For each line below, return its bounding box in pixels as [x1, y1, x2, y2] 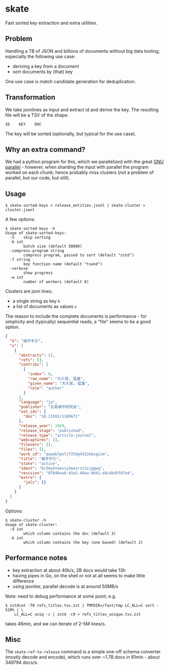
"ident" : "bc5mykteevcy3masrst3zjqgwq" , [18, 466, 105, 471]
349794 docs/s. [5, 659, 39, 665]
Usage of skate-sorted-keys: [5, 231, 67, 236]
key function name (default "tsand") [23, 262, 102, 267]
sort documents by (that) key [12, 68, 73, 75]
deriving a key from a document [12, 63, 79, 69]
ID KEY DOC [5, 122, 42, 127]
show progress [23, 271, 53, 276]
